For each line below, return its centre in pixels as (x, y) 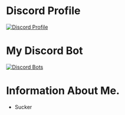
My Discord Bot (45, 51)
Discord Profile (43, 11)
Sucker (23, 107)
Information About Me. (63, 91)
